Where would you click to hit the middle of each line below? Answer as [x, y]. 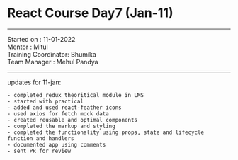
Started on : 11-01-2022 [41, 39]
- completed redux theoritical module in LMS [75, 95]
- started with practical [45, 101]
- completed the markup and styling [61, 126]
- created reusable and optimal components [73, 120]
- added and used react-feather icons [64, 108]
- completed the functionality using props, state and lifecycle [106, 132]
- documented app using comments [57, 144]
